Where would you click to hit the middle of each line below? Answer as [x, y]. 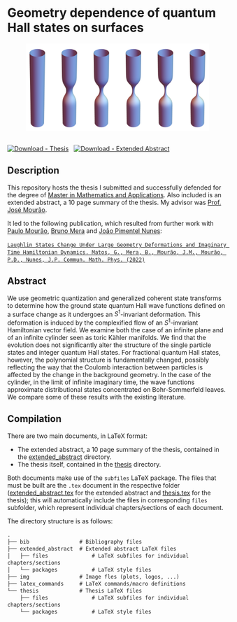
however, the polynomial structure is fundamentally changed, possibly [108, 360]
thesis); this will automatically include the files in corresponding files [107, 500]
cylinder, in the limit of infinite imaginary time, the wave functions [101, 382]
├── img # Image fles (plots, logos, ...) [93, 577]
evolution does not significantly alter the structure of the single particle [109, 345]
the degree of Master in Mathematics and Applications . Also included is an [114, 195]
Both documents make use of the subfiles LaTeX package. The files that [112, 478]
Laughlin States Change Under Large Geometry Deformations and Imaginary [117, 245]
